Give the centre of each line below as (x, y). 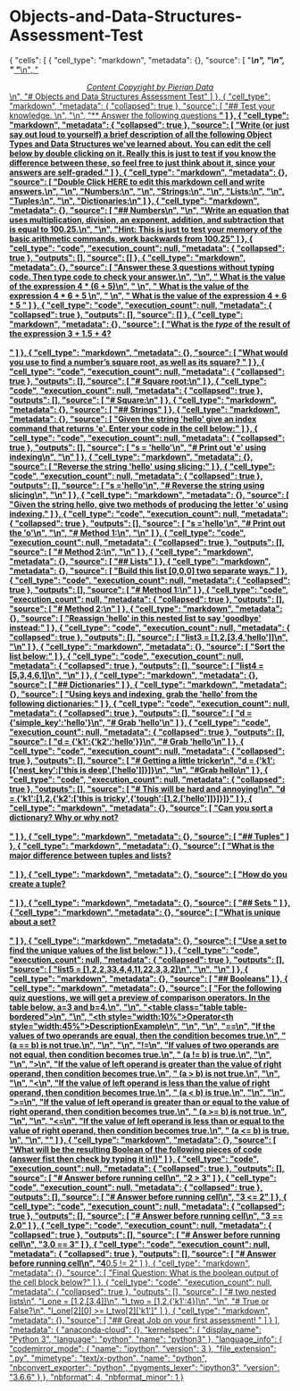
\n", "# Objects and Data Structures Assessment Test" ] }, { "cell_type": (140, 96)
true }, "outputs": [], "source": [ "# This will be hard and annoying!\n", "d (147, 788)
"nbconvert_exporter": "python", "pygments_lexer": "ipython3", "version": (145, 1367)
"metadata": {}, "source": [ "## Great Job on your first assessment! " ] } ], (145, 1320)
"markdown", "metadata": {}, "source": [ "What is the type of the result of (150, 324)
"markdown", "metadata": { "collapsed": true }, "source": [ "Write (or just (150, 125)
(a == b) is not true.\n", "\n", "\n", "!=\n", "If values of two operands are (144, 1045)
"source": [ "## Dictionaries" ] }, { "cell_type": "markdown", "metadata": (148, 684)
